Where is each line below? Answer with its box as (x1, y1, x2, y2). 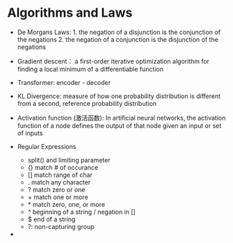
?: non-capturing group (27, 222, 95, 230)
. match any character (27, 178, 91, 186)
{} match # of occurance (27, 163, 99, 171)
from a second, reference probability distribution (17, 99, 157, 107)
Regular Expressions (17, 142, 77, 150)
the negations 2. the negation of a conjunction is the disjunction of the (17, 35, 219, 43)
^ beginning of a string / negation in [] (27, 207, 136, 216)
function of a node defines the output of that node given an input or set (17, 121, 222, 130)
